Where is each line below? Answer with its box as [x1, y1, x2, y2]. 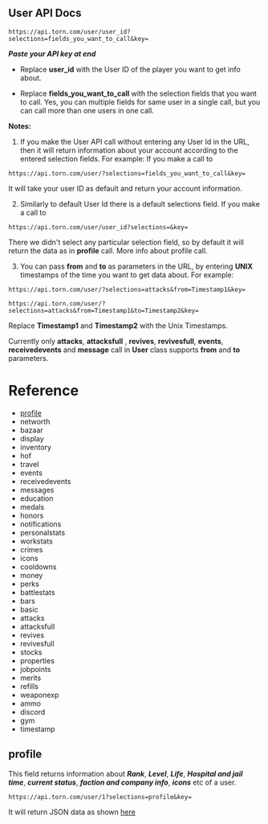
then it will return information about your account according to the [19, 145, 238, 155]
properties [19, 655, 55, 666]
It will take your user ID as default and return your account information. [8, 183, 242, 193]
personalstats [19, 527, 66, 537]
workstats [19, 536, 54, 546]
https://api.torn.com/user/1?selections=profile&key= [8, 793, 193, 801]
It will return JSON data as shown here [8, 807, 136, 817]
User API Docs [8, 6, 82, 20]
